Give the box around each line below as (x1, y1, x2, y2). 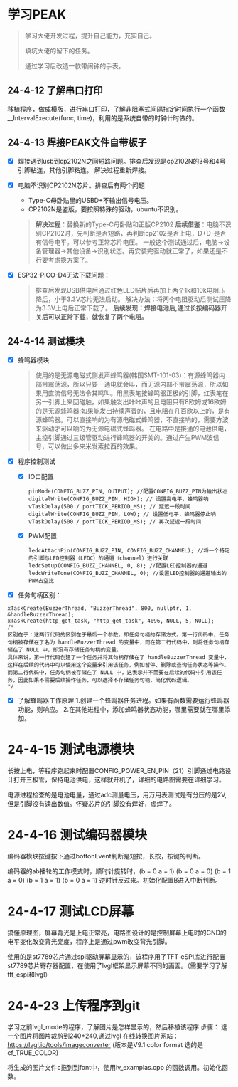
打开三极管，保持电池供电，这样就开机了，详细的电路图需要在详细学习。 (13, 775, 225, 784)
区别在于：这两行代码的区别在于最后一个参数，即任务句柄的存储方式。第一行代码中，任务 (7, 631, 229, 638)
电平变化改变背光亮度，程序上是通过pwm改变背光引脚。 (7, 937, 172, 945)
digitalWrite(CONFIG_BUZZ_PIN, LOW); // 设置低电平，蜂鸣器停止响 (28, 510, 217, 518)
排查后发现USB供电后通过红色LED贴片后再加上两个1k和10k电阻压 (35, 285, 226, 294)
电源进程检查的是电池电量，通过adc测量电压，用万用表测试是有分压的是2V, (7, 790, 227, 799)
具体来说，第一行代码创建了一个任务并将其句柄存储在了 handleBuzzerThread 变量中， (7, 653, 229, 661)
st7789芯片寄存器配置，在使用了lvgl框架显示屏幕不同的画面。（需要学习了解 (7, 961, 228, 970)
